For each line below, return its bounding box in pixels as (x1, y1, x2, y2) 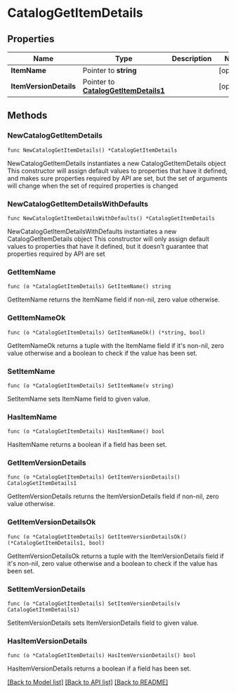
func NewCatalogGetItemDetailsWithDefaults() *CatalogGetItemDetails (7, 214, 216, 222)
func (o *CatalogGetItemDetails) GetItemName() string (7, 283, 171, 290)
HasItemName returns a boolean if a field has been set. (7, 441, 167, 449)
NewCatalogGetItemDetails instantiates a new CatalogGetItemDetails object (7, 159, 226, 167)
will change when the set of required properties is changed (7, 181, 178, 190)
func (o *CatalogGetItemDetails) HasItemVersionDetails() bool (7, 652, 197, 659)
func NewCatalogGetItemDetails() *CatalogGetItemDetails (7, 146, 178, 154)
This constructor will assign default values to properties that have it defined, (7, 167, 228, 175)
